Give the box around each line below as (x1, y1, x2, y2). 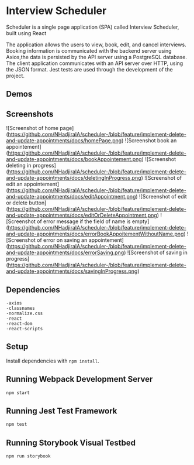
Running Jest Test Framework (6, 406, 117, 416)
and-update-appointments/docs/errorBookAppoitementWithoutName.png (6, 230, 184, 238)
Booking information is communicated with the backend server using (6, 47, 172, 54)
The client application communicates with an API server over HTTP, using (6, 60, 183, 67)
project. (6, 72, 25, 79)
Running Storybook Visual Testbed (6, 437, 136, 447)
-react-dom (6, 320, 33, 326)
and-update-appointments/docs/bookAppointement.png (6, 156, 142, 163)
